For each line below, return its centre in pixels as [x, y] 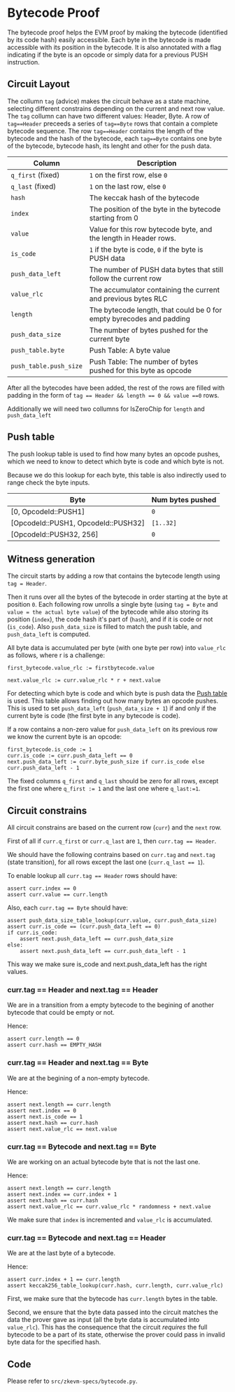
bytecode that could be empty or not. [61, 1013]
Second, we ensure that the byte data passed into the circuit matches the [113, 1312]
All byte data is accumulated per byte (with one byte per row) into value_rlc [116, 648]
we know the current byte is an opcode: [65, 737]
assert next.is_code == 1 [45, 1116]
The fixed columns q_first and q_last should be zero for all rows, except [113, 781]
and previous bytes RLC [128, 298]
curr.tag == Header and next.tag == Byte [78, 1062]
